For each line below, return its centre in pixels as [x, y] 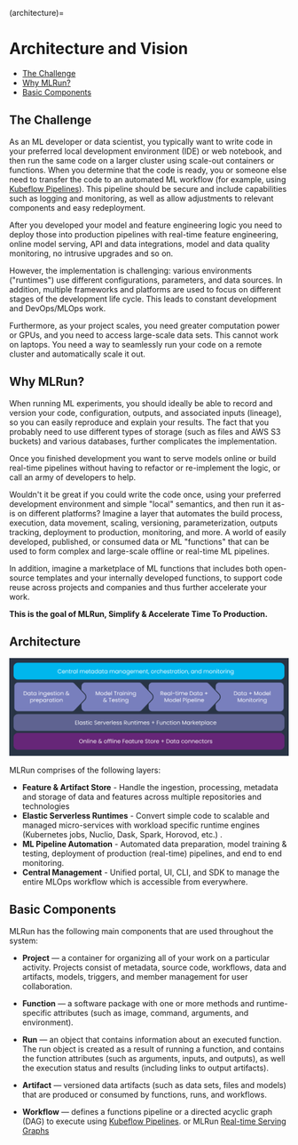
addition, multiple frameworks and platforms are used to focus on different [145, 289]
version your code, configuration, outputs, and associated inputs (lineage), [145, 412]
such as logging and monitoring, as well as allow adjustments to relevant [141, 198]
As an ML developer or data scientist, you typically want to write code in [141, 141]
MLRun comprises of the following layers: [85, 770]
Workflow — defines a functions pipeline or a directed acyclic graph [147, 1111]
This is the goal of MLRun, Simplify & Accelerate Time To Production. [138, 613]
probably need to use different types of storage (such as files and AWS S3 [145, 431]
